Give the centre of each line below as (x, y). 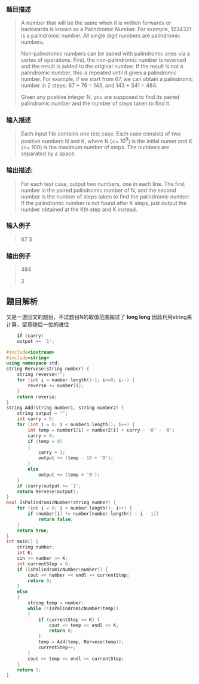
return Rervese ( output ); (48, 492)
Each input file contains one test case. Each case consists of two (101, 134)
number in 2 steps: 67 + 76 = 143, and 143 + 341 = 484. (89, 86)
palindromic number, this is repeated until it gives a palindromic (99, 73)
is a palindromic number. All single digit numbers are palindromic (100, 36)
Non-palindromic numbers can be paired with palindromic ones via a (105, 54)
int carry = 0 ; (36, 419)
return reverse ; (37, 397)
